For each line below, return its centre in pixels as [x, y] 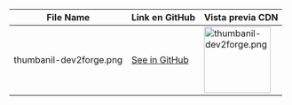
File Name [68, 17]
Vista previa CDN [241, 17]
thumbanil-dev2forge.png [68, 60]
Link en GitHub [164, 17]
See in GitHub [160, 60]
